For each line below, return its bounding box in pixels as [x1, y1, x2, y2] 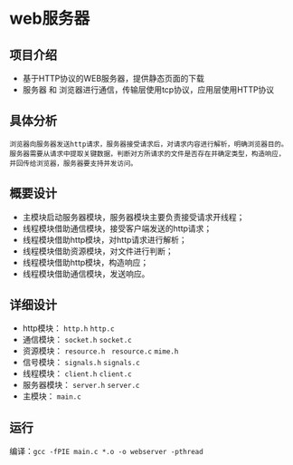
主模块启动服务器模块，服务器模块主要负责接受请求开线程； [22, 211, 245, 222]
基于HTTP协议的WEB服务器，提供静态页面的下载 [22, 73, 205, 83]
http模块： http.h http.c [22, 323, 115, 334]
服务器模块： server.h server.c [22, 380, 140, 391]
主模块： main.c [22, 391, 81, 402]
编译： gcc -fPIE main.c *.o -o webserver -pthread [9, 446, 203, 457]
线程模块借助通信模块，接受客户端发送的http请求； [22, 223, 213, 234]
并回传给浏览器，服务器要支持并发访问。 [9, 159, 137, 168]
